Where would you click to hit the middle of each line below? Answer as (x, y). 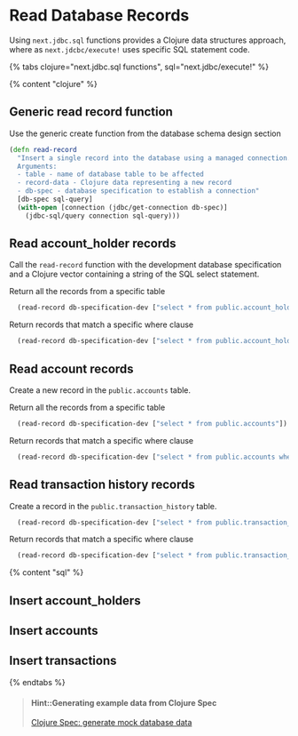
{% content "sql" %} (47, 572)
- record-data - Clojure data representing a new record (125, 183)
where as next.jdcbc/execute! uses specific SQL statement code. (129, 49)
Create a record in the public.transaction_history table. (113, 506)
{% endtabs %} (37, 682)
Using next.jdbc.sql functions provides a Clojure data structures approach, (148, 40)
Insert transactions (63, 661)
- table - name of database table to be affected (110, 174)
